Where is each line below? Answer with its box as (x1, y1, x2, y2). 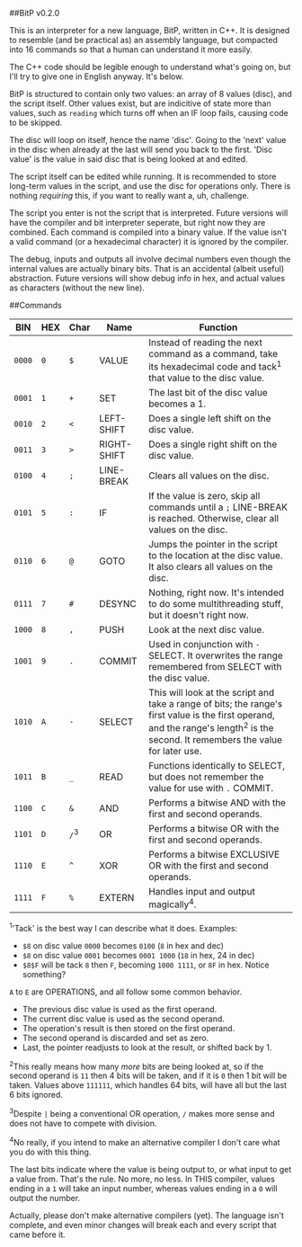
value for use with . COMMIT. (147, 781, 274, 794)
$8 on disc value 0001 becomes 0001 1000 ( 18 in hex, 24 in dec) (22, 949, 255, 960)
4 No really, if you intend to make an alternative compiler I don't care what (9, 1135, 280, 1147)
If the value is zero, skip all (147, 490, 261, 503)
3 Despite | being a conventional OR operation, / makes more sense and (9, 1107, 275, 1118)
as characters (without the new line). (9, 282, 146, 293)
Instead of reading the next (147, 336, 262, 349)
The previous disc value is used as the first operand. (22, 1003, 218, 1014)
